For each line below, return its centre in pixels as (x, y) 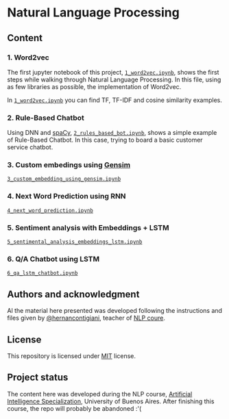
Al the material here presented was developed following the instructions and (115, 311)
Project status (38, 378)
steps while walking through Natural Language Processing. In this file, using (114, 79)
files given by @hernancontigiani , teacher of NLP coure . (86, 318)
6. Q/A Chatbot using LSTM (53, 259)
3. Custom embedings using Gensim (69, 165)
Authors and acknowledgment (73, 294)
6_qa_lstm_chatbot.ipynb (43, 273)
